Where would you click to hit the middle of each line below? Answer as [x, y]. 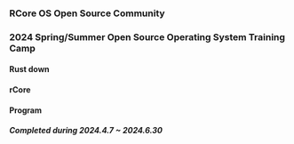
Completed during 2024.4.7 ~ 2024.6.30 [86, 131]
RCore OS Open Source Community [87, 13]
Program [26, 110]
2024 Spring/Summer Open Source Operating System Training [147, 36]
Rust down [30, 69]
